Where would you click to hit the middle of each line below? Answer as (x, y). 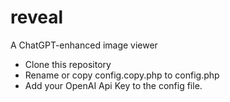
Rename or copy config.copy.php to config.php (122, 75)
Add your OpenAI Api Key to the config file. (113, 85)
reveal (36, 17)
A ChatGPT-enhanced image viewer (84, 45)
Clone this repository (68, 64)
